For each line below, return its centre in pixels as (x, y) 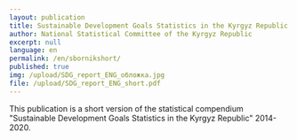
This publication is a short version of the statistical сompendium (126, 108)
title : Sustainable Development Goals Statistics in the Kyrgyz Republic (149, 26)
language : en (33, 51)
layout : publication (48, 17)
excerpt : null (36, 42)
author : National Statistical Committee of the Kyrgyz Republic (131, 34)
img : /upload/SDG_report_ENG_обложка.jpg (87, 75)
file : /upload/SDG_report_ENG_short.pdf (85, 83)
